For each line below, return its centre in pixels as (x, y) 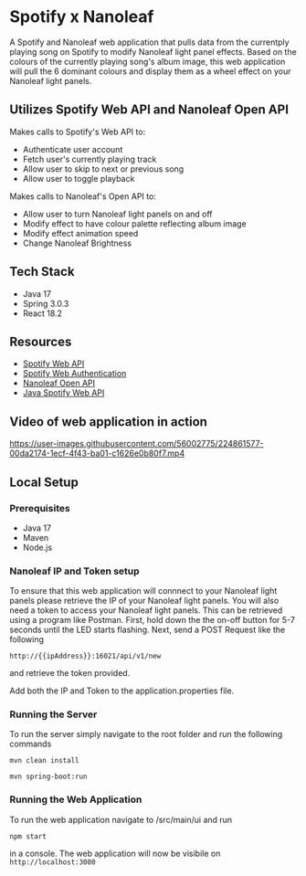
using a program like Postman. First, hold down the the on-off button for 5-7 (152, 620)
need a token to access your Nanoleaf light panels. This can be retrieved (146, 610)
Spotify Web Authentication (74, 374)
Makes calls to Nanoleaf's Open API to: (83, 196)
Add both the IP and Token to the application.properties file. (122, 691)
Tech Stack (42, 272)
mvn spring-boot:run (49, 777)
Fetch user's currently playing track (90, 159)
